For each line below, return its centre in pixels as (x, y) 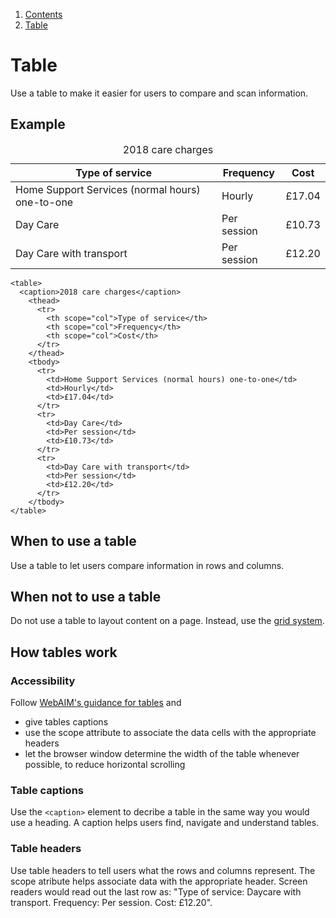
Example (38, 124)
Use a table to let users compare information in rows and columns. (147, 565)
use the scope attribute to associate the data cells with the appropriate (170, 733)
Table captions (47, 790)
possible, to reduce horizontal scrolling (105, 765)
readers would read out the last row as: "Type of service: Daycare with (156, 891)
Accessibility (43, 681)
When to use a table (73, 541)
